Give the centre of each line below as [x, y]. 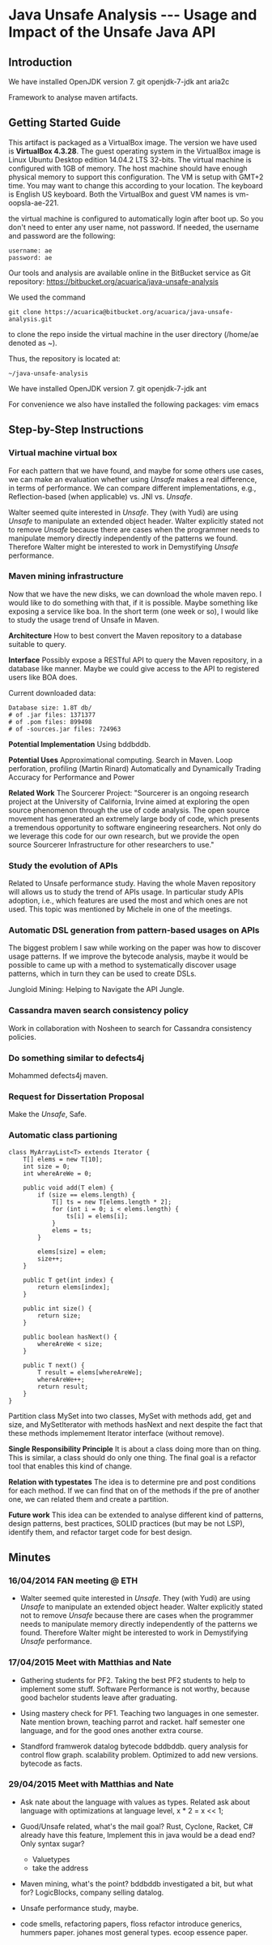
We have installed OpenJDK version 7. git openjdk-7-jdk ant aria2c [119, 82]
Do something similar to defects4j [76, 1058]
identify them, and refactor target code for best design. [100, 1532]
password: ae [30, 257]
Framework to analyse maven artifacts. [73, 97]
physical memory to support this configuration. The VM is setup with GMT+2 [136, 177]
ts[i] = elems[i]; [97, 1216]
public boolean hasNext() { [70, 1337]
